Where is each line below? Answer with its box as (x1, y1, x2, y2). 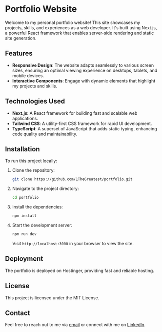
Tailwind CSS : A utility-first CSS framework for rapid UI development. (12, 121, 152, 126)
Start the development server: (12, 222, 73, 228)
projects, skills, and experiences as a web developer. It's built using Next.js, (5, 24, 157, 30)
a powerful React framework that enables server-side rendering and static (5, 30, 154, 36)
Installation (5, 145, 40, 153)
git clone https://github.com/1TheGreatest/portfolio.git (12, 177, 133, 182)
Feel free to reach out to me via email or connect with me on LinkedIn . (5, 322, 146, 328)
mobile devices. (12, 72, 44, 79)
